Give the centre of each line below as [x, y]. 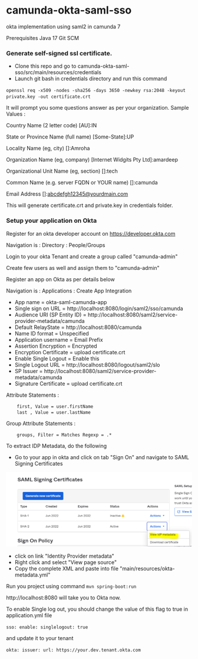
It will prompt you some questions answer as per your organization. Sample [98, 108]
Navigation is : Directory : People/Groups [56, 245]
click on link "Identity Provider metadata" [65, 556]
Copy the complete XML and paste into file [67, 568]
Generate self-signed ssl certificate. [59, 53]
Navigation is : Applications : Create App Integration [69, 291]
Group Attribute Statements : [41, 423]
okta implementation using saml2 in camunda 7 [63, 27]
